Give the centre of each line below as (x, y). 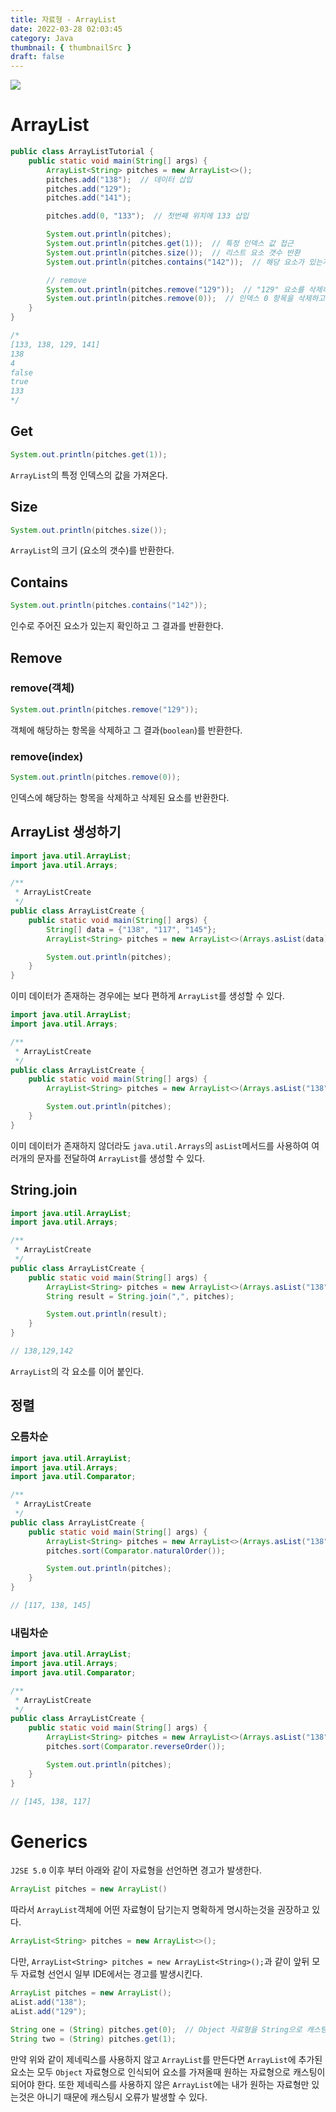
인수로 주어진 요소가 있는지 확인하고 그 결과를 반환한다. (117, 626)
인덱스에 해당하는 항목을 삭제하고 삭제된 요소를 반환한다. (120, 797)
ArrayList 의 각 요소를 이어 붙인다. (77, 1371)
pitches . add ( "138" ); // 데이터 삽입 (119, 179)
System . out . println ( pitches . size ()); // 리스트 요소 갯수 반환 (173, 252)
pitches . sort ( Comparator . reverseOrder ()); (136, 1747)
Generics (49, 1841)
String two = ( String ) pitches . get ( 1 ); (93, 2039)
